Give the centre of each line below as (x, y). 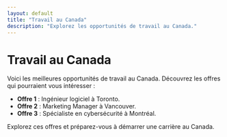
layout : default (30, 13)
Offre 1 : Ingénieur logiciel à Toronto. (68, 99)
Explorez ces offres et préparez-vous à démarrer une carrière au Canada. (111, 127)
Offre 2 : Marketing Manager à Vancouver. (77, 106)
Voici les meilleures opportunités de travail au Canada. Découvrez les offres (114, 78)
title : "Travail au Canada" (47, 20)
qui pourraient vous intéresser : (51, 86)
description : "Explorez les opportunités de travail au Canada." (102, 26)
